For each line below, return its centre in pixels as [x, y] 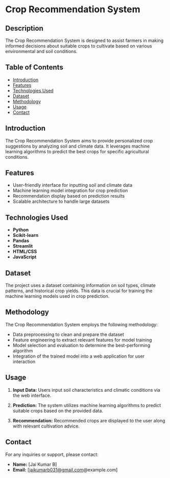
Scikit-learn [26, 235]
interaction [24, 362]
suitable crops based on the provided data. [58, 411]
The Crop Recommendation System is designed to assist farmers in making [84, 40]
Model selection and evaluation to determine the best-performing [81, 345]
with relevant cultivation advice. [46, 426]
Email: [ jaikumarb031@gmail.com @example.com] [65, 470]
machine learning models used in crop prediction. [57, 296]
